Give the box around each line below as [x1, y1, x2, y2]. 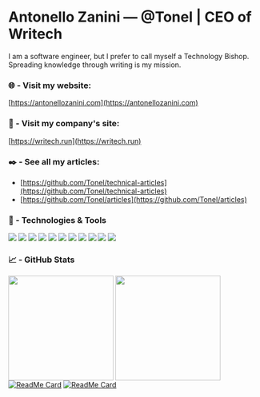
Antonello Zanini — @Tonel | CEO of [8, 8, 252, 26]
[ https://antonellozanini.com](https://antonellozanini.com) [8, 98, 198, 108]
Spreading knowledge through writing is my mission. [8, 60, 182, 69]
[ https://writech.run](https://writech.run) [8, 136, 142, 145]
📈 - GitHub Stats [8, 254, 75, 265]
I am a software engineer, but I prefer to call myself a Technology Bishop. [8, 51, 250, 61]
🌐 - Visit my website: [8, 80, 92, 91]
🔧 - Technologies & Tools [8, 214, 106, 225]
